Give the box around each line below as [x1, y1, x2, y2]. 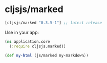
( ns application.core [5, 39, 50, 44]
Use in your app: [5, 29, 39, 35]
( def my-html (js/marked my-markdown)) [5, 53, 89, 58]
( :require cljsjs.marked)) [9, 44, 66, 49]
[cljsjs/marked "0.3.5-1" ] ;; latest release [5, 20, 102, 25]
